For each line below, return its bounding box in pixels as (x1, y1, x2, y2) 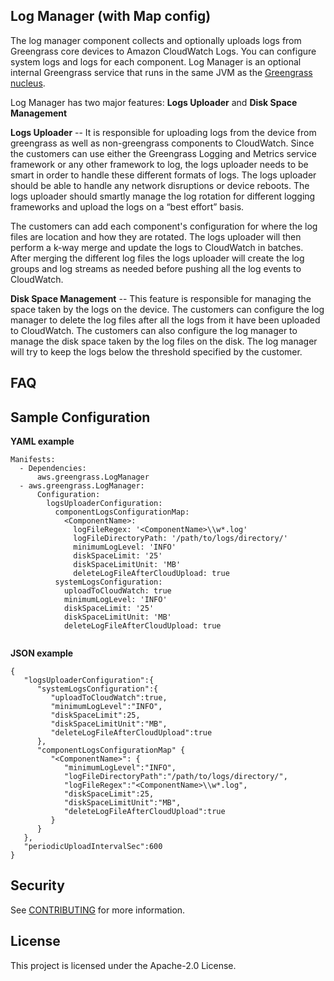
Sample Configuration (10, 409, 151, 426)
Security (10, 877, 65, 894)
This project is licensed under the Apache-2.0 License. (10, 959, 237, 971)
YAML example (10, 435, 75, 448)
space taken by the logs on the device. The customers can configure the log (10, 303, 325, 315)
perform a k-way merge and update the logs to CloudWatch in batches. (10, 241, 304, 253)
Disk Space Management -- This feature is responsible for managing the (10, 292, 312, 304)
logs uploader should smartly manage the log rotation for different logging (10, 190, 316, 202)
